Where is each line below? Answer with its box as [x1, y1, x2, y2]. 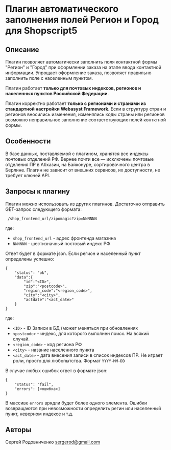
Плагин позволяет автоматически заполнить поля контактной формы [5, 59, 157, 65]
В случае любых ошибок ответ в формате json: [5, 367, 108, 374]
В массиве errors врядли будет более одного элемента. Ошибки [5, 400, 147, 406]
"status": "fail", [14, 382, 54, 387]
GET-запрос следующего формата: [5, 206, 82, 212]
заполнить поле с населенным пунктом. [5, 75, 93, 81]
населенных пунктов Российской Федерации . [5, 91, 109, 96]
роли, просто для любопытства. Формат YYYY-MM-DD [12, 357, 125, 363]
